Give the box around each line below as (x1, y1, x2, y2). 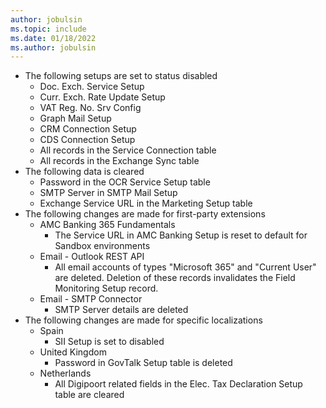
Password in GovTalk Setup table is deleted (54, 357, 233, 369)
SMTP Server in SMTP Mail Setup (39, 187, 178, 199)
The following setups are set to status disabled (24, 70, 218, 82)
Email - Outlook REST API (39, 251, 145, 263)
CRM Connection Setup (39, 123, 137, 135)
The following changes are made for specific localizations (24, 314, 263, 326)
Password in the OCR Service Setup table (39, 176, 211, 188)
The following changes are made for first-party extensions (24, 208, 266, 220)
